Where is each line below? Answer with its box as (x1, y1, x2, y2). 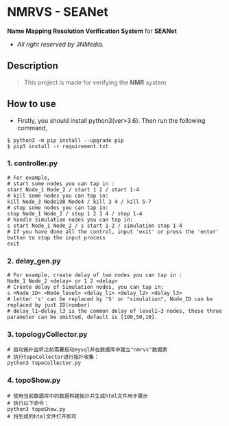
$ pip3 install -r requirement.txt (7, 143, 109, 150)
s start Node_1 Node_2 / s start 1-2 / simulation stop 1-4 (7, 222, 183, 229)
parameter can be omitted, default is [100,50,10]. (7, 313, 158, 321)
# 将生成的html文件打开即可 (7, 413, 77, 420)
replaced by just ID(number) (7, 302, 91, 309)
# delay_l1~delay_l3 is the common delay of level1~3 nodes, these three (7, 308, 223, 315)
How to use (7, 98, 56, 110)
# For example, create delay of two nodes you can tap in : (7, 272, 183, 279)
